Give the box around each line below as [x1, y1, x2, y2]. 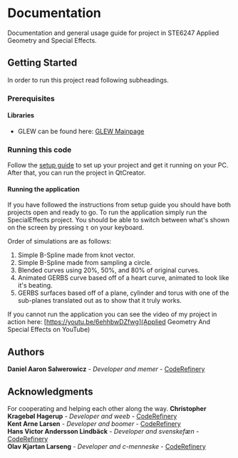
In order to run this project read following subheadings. [7, 76, 169, 84]
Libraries [7, 111, 34, 120]
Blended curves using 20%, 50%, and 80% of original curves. [17, 266, 200, 275]
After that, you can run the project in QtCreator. [7, 169, 146, 177]
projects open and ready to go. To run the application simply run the [7, 208, 207, 217]
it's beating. [17, 281, 53, 290]
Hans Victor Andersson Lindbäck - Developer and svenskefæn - [7, 427, 200, 435]
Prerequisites [7, 93, 55, 103]
